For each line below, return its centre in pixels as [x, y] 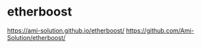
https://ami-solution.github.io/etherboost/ [66, 30]
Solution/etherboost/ [36, 37]
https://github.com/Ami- [160, 30]
